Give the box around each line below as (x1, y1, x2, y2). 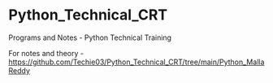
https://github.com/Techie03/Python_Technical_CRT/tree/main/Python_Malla (8, 57, 265, 67)
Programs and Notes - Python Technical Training (8, 33, 172, 42)
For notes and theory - (8, 48, 84, 58)
